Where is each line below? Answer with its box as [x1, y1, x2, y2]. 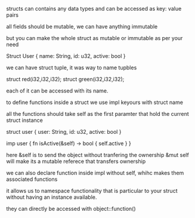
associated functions [6, 176, 58, 183]
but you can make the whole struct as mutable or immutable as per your [6, 35, 183, 41]
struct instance [6, 116, 44, 124]
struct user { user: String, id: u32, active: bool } [6, 128, 122, 135]
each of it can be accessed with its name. [6, 87, 109, 94]
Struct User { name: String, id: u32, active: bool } [6, 53, 126, 59]
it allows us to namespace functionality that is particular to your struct [6, 188, 178, 194]
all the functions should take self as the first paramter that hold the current [6, 110, 189, 117]
